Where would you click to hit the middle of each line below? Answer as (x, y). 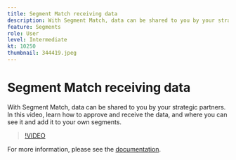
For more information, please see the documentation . (84, 149)
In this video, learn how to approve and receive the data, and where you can (117, 114)
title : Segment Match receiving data (63, 14)
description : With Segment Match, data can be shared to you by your (111, 20)
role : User (23, 33)
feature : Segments (34, 27)
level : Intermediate (38, 40)
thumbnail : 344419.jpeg (42, 53)
